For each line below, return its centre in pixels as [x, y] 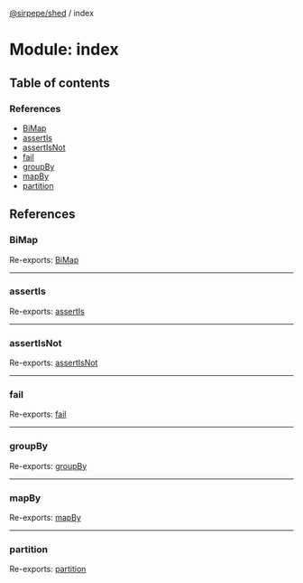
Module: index [64, 50]
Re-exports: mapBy [45, 518]
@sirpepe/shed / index [52, 13]
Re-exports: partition [48, 569]
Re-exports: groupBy [48, 465]
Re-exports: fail [38, 414]
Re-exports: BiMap [44, 259]
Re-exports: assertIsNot [54, 363]
